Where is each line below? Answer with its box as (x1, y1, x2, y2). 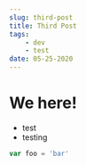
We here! (9, 93, 77, 113)
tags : (9, 29, 29, 38)
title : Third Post (9, 21, 77, 30)
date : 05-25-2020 (9, 54, 74, 63)
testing (21, 131, 48, 143)
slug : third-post (9, 12, 74, 22)
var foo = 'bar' (9, 149, 69, 158)
